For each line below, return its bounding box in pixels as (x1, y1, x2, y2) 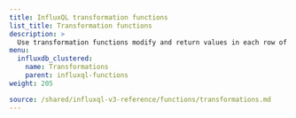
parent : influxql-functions (25, 71, 129, 80)
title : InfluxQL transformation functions (9, 12, 168, 22)
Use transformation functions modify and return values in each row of (17, 37, 288, 47)
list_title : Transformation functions (9, 21, 152, 30)
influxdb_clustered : (17, 54, 93, 63)
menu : (9, 46, 29, 55)
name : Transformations (25, 63, 109, 72)
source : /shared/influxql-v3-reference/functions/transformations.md (9, 95, 272, 104)
